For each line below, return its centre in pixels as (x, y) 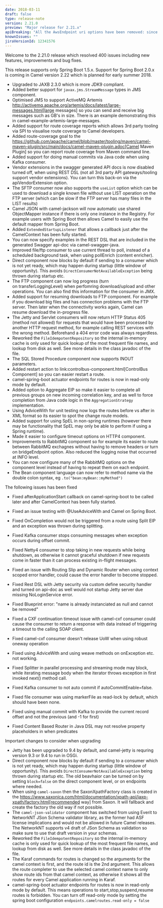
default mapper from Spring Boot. (46, 224)
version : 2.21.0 (21, 23)
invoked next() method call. (39, 678)
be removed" (25, 609)
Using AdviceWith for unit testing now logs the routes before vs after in (83, 410)
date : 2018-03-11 (23, 9)
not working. (25, 658)
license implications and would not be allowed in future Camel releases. (84, 823)
